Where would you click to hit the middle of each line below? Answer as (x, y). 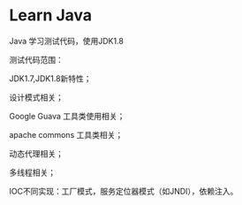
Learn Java (51, 15)
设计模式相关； (36, 97)
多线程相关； (32, 172)
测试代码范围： (36, 59)
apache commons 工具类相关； (66, 134)
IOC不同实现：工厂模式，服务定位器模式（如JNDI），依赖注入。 (124, 191)
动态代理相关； (36, 153)
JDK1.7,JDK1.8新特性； (50, 78)
